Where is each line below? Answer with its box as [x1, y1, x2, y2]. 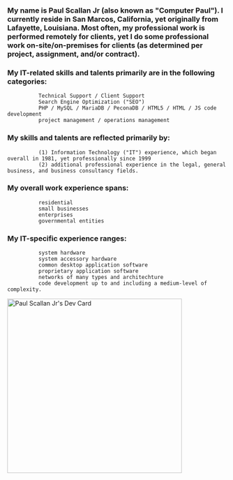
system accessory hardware [38, 255, 117, 263]
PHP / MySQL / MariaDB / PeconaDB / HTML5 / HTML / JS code [38, 105, 217, 112]
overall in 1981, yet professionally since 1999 [7, 155, 151, 162]
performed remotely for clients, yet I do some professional [7, 31, 209, 41]
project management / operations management [38, 117, 170, 124]
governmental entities [38, 217, 105, 225]
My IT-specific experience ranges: [7, 233, 127, 243]
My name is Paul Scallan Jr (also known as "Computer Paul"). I [7, 6, 223, 15]
